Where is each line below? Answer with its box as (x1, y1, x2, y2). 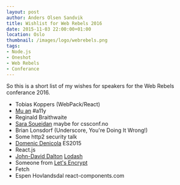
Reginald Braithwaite (15, 114, 67, 121)
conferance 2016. (6, 89, 51, 96)
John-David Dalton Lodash (15, 153, 83, 160)
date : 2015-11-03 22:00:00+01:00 (6, 26, 92, 32)
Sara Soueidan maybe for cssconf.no (15, 120, 109, 128)
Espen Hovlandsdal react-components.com (15, 172, 125, 180)
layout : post (6, 9, 40, 15)
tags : (6, 43, 20, 49)
